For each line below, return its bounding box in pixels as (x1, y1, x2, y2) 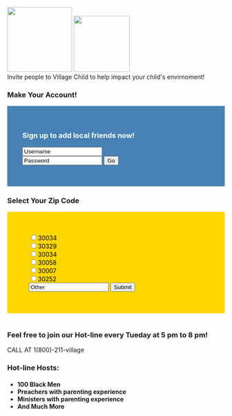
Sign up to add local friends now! (22, 131, 135, 140)
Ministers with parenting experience (17, 395, 124, 403)
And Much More (17, 402, 65, 410)
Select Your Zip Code (7, 196, 79, 205)
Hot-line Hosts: (7, 363, 60, 372)
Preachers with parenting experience (17, 387, 126, 396)
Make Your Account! (7, 90, 77, 100)
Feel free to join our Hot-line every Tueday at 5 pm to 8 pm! (7, 330, 209, 339)
